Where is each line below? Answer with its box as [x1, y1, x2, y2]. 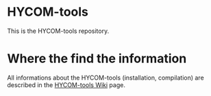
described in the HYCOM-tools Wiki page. [7, 80, 125, 89]
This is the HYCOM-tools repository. [7, 27, 110, 35]
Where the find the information [7, 51, 187, 67]
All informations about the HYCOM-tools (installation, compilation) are [7, 73, 204, 82]
